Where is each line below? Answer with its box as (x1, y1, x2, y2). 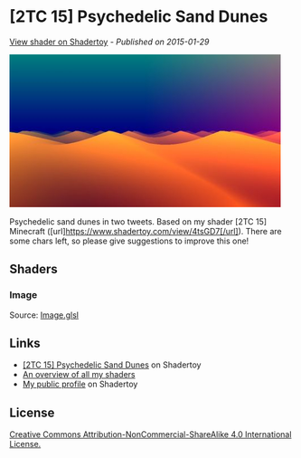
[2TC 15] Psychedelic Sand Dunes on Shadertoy (22, 359, 202, 370)
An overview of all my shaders (22, 369, 136, 380)
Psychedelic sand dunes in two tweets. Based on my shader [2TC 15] (9, 215, 268, 227)
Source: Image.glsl (9, 310, 80, 320)
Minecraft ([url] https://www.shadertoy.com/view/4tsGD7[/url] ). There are (9, 225, 282, 236)
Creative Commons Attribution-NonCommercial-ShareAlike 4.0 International (9, 429, 292, 440)
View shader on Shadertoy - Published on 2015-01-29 (9, 36, 210, 47)
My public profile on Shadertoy (22, 378, 138, 390)
